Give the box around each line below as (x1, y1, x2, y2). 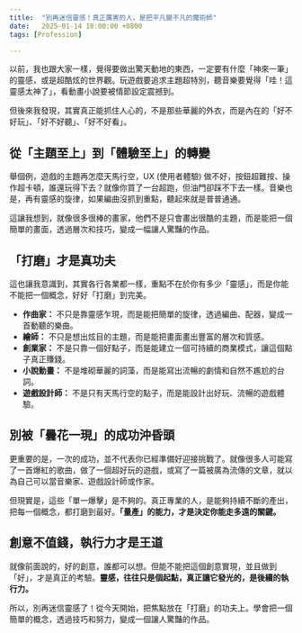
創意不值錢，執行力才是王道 (9, 535, 164, 550)
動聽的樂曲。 (30, 321, 78, 330)
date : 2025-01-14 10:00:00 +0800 (9, 22, 143, 31)
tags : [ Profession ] (9, 30, 83, 39)
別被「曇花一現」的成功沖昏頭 (9, 428, 175, 443)
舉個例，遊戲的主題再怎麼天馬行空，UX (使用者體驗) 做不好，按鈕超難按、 (9, 171, 283, 182)
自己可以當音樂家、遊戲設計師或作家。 (16, 475, 159, 486)
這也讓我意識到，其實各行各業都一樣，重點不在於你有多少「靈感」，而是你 (9, 278, 281, 289)
